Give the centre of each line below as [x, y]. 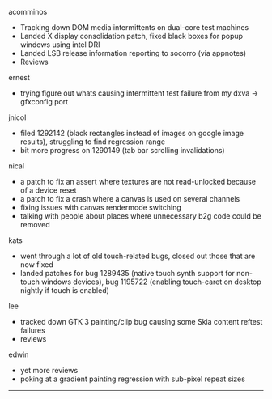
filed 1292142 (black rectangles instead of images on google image [132, 133]
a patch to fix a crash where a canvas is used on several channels [130, 199]
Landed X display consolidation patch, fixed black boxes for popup [132, 36]
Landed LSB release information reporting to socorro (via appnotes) [133, 53]
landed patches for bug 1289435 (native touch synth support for [127, 273]
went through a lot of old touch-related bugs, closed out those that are [138, 256]
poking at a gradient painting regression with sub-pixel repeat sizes [132, 379]
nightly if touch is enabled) [64, 290]
